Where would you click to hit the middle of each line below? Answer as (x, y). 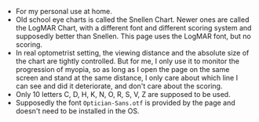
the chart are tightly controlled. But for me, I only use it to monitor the (127, 61)
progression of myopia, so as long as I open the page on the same (122, 69)
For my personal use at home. (64, 11)
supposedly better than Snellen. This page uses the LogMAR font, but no (133, 36)
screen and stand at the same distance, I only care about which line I (126, 78)
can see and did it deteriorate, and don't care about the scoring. (119, 86)
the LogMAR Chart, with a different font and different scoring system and (133, 28)
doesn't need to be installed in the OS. (77, 111)
